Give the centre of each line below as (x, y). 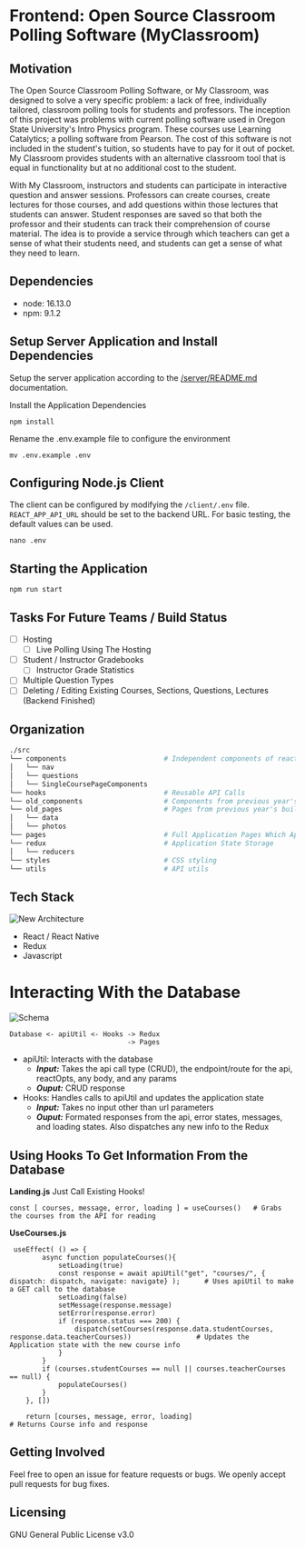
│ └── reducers (42, 852)
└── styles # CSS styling (113, 860)
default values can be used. (61, 524)
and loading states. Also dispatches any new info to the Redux (152, 1127)
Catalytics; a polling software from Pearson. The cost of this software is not (151, 139)
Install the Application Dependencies (78, 404)
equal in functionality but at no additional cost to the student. (123, 168)
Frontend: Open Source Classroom (143, 16)
